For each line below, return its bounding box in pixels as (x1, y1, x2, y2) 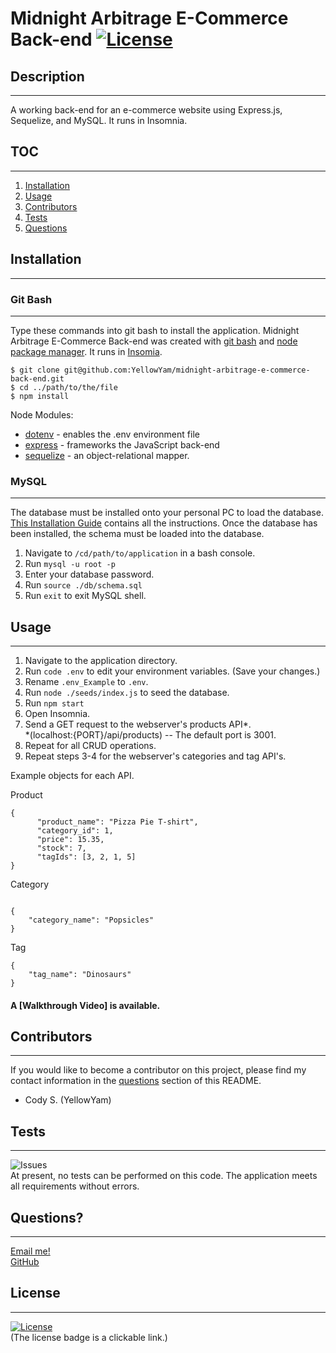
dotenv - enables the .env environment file (24, 428, 200, 440)
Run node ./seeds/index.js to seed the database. (24, 687, 230, 699)
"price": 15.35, (36, 835, 105, 845)
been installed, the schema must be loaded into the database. (10, 528, 265, 540)
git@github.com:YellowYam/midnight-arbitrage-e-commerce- (63, 365, 311, 375)
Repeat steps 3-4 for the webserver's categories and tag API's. (24, 750, 287, 762)
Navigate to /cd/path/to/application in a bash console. (24, 547, 256, 559)
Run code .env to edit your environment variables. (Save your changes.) (24, 665, 321, 677)
